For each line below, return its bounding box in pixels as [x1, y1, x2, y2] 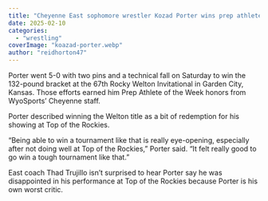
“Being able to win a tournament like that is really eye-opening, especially [8, 136, 250, 144]
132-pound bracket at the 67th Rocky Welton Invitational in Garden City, [8, 79, 244, 89]
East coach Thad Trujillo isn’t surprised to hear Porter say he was [8, 168, 223, 177]
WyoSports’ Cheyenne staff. [8, 97, 101, 105]
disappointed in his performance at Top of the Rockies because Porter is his [8, 176, 258, 186]
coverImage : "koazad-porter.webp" [8, 41, 124, 49]
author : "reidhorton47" [8, 49, 88, 57]
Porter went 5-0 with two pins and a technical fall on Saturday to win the [8, 71, 246, 80]
